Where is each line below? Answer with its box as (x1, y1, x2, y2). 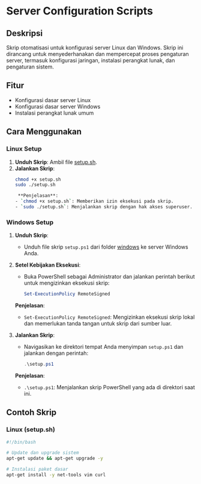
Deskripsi (6, 28, 43, 38)
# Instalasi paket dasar (6, 467, 68, 473)
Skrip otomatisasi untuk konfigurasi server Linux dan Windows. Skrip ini (6, 44, 184, 51)
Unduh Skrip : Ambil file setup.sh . (14, 158, 97, 166)
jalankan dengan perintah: (23, 349, 89, 357)
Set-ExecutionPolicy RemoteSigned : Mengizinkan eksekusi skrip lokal (23, 313, 195, 321)
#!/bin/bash (6, 439, 36, 445)
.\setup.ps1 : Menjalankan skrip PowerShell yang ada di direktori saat (23, 383, 195, 391)
